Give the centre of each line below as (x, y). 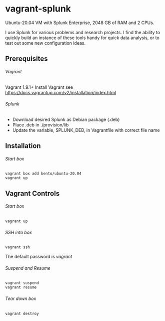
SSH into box (19, 232)
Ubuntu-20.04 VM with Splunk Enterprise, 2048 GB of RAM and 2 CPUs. (80, 23)
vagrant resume (21, 287)
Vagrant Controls (32, 193)
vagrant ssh (17, 247)
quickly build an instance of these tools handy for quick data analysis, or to (82, 38)
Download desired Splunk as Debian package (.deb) (66, 119)
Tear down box (21, 298)
